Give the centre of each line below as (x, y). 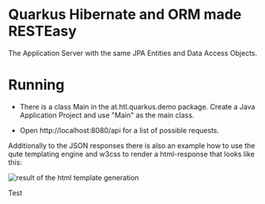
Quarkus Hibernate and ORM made (125, 15)
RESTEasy (43, 31)
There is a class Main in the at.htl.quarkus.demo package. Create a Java (137, 106)
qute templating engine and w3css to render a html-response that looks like (132, 154)
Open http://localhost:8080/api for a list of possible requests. (119, 130)
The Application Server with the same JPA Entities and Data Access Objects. (133, 53)
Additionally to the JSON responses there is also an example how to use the (132, 145)
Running (36, 85)
